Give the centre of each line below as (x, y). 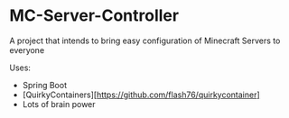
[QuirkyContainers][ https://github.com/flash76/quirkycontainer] (141, 95)
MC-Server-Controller (94, 16)
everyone (27, 50)
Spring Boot (45, 85)
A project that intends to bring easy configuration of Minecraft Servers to (145, 41)
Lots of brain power (59, 104)
